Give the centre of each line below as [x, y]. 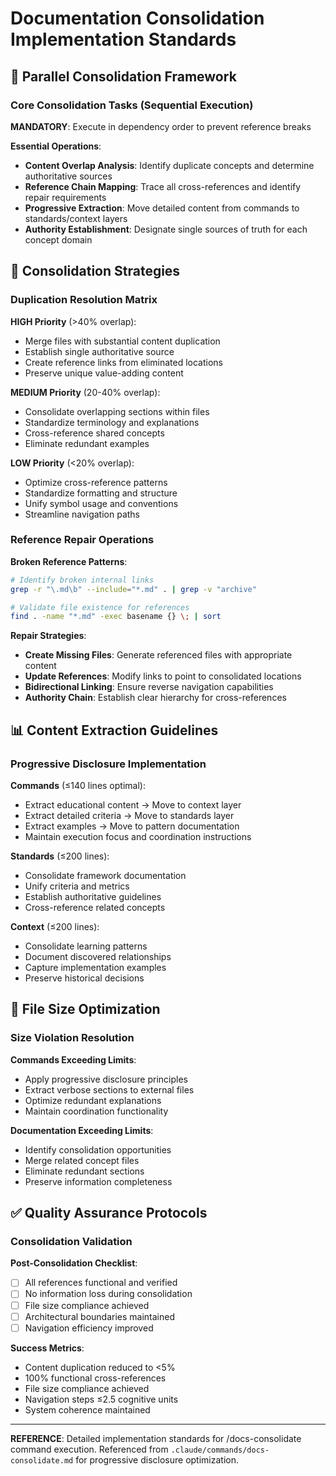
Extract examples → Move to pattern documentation [132, 826]
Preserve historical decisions [84, 978]
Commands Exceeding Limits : [73, 1059]
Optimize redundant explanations [93, 1100]
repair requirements [65, 197]
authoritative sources [68, 176]
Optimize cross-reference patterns [96, 482]
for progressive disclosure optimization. [157, 1459]
